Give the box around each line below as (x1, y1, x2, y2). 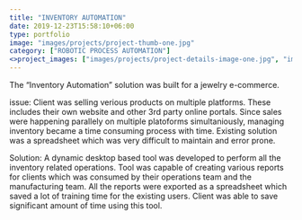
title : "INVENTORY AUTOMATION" (9, 13, 127, 22)
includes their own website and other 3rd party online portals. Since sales (9, 107, 282, 117)
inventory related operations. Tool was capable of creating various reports (9, 163, 285, 172)
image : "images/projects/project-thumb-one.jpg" (9, 38, 195, 48)
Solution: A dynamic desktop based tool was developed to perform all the (9, 153, 281, 163)
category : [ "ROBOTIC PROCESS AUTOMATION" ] (9, 47, 171, 56)
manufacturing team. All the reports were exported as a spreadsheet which (9, 181, 288, 191)
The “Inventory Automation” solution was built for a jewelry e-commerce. (9, 80, 280, 90)
